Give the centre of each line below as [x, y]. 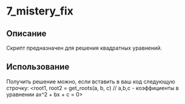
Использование [38, 67]
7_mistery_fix [40, 11]
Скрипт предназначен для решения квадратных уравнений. [84, 48]
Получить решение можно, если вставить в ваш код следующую [91, 81]
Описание [26, 34]
